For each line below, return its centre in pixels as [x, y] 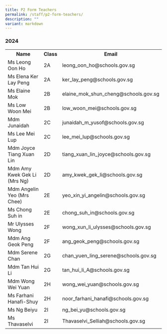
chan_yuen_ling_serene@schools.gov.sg [109, 255]
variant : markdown [24, 24]
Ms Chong [20, 210]
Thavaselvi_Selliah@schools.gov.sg [104, 321]
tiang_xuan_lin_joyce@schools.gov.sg [106, 154]
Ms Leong [19, 62]
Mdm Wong [21, 281]
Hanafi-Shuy [23, 302]
